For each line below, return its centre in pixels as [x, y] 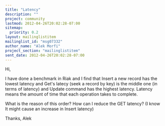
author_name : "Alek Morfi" [33, 46]
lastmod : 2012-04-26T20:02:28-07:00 [43, 23]
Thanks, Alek [18, 119]
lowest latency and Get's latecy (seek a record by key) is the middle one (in [81, 84]
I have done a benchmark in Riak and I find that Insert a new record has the [81, 78]
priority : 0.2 [24, 32]
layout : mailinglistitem [31, 37]
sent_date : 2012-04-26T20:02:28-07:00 [45, 55]
